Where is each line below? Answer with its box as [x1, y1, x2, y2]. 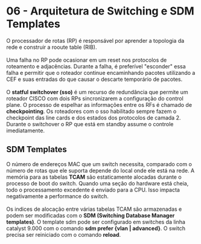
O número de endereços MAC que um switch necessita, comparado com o [6, 160, 192, 167]
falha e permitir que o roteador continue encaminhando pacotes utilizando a [6, 69, 196, 76]
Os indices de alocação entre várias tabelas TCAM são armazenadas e [6, 205, 182, 213]
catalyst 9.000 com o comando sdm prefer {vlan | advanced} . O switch [6, 225, 186, 232]
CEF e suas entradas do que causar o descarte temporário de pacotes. [6, 75, 183, 83]
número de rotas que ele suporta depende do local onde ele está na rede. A [6, 167, 195, 174]
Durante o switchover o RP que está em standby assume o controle [6, 120, 174, 127]
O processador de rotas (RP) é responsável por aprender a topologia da [6, 37, 185, 44]
